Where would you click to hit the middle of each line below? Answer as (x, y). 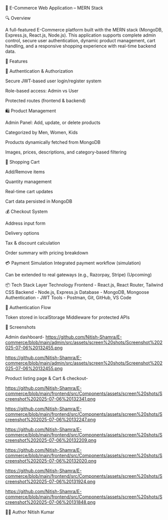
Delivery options (22, 233)
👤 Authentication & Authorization (39, 71)
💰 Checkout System (27, 211)
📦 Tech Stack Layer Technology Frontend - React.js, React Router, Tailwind (84, 285)
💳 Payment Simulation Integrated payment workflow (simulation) (73, 263)
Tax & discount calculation (33, 243)
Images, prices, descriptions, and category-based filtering (66, 152)
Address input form (25, 223)
